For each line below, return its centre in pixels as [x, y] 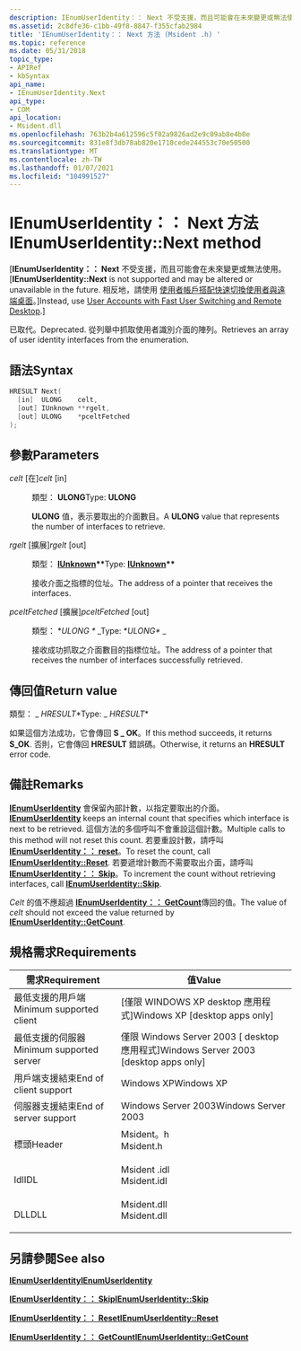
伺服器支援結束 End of [59, 1106]
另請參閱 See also [57, 1259]
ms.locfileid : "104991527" [60, 176]
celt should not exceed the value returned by [92, 912]
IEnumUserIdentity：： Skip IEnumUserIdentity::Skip [109, 1299]
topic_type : [31, 59]
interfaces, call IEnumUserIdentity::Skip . [86, 883]
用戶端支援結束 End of [59, 1078]
